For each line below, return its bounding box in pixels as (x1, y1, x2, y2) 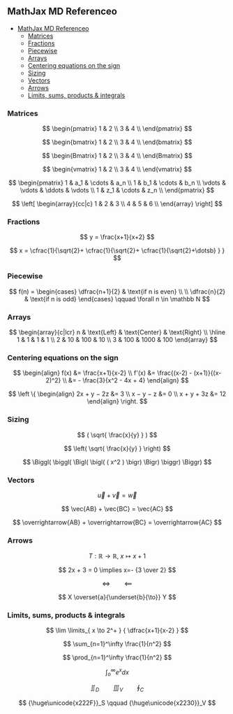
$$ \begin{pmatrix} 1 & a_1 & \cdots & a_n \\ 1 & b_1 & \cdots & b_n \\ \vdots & (8, 178, 227, 187)
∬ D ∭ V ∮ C (90, 683, 144, 693)
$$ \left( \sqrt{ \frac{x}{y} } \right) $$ (63, 444, 171, 452)
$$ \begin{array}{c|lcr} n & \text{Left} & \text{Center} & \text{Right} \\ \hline (8, 328, 226, 336)
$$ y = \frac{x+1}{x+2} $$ (80, 233, 155, 241)
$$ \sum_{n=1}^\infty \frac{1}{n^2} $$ (63, 640, 172, 648)
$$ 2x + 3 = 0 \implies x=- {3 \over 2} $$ (58, 566, 176, 574)
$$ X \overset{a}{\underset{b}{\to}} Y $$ (58, 593, 176, 601)
